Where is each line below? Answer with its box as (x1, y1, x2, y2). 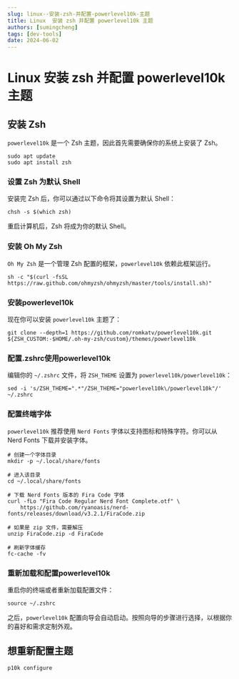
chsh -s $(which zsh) (7, 208, 72, 216)
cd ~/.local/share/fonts (7, 477, 81, 485)
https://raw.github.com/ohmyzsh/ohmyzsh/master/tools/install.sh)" (7, 280, 213, 287)
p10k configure (7, 664, 53, 671)
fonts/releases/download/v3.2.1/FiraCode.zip (7, 510, 145, 517)
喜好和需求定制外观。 (13, 622, 76, 630)
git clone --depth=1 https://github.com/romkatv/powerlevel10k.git (7, 330, 213, 337)
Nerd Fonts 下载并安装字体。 (7, 436, 92, 444)
